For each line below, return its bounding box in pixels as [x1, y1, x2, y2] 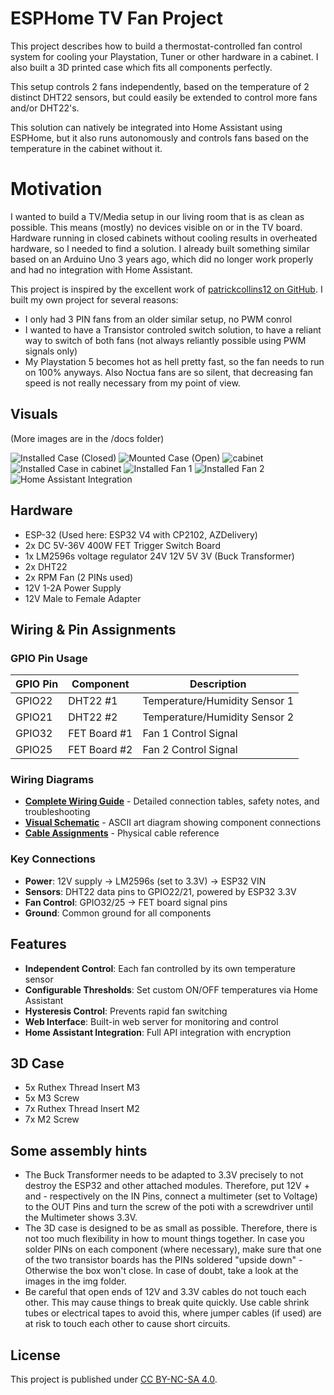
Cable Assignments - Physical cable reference [24, 827, 220, 839]
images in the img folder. [24, 1275, 127, 1287]
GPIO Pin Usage [10, 651, 88, 665]
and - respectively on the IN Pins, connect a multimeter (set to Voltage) [24, 1190, 318, 1202]
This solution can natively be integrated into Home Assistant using [10, 121, 283, 133]
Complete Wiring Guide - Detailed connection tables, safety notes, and [24, 795, 320, 807]
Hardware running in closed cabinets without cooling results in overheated [10, 232, 318, 244]
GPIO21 [15, 710, 53, 724]
